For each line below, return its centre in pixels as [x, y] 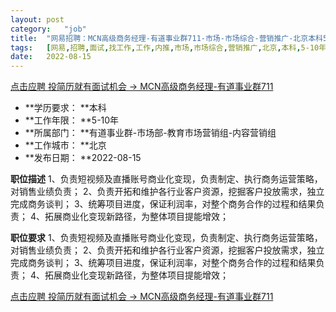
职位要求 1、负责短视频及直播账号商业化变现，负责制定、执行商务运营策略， [166, 238]
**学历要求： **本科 [65, 108]
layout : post [37, 19]
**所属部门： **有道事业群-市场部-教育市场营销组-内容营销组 [150, 133]
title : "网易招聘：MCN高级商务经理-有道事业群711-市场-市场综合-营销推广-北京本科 [166, 38]
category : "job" [48, 29]
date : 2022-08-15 [51, 57]
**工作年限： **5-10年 [72, 120]
